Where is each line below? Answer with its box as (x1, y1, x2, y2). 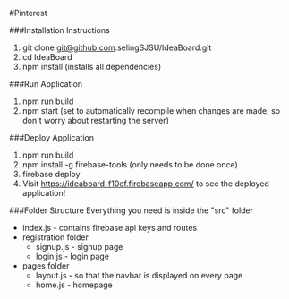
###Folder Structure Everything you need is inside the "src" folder (9, 205, 253, 216)
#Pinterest (9, 8, 47, 18)
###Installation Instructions (9, 25, 110, 35)
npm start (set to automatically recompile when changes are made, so (21, 106, 280, 115)
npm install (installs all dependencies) (21, 62, 162, 72)
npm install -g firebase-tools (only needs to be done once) (21, 159, 239, 169)
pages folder (21, 261, 70, 271)
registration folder (21, 232, 89, 243)
